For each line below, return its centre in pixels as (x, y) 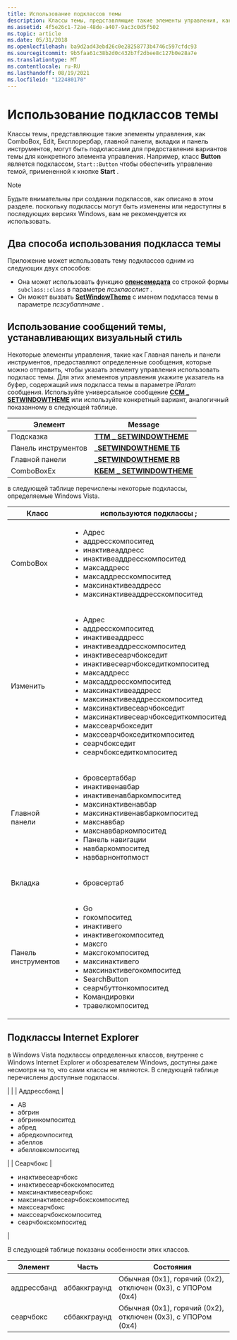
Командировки (109, 997)
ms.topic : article (34, 34)
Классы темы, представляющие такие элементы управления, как (107, 134)
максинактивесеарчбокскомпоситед (73, 1199)
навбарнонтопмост (116, 857)
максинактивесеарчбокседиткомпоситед (154, 716)
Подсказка (29, 437)
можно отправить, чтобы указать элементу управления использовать (114, 369)
